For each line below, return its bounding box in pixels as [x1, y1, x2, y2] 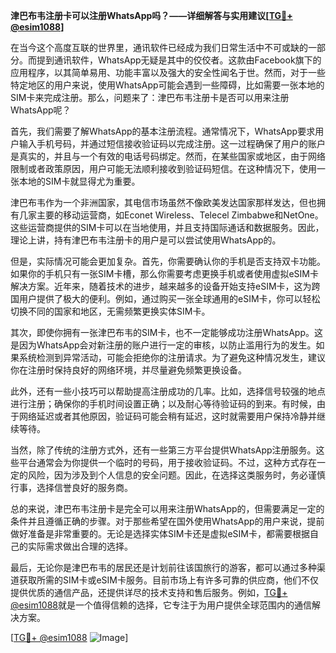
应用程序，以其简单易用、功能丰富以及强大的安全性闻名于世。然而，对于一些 [10, 67, 326, 78]
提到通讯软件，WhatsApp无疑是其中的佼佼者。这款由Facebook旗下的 [36, 54, 322, 66]
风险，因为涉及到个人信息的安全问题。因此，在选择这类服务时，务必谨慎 [27, 469, 326, 481]
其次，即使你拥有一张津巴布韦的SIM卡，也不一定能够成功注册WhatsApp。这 [10, 327, 323, 338]
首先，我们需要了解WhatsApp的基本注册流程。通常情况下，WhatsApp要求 [10, 125, 316, 137]
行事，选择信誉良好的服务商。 [10, 482, 133, 493]
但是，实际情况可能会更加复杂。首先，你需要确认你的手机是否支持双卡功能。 [10, 255, 326, 267]
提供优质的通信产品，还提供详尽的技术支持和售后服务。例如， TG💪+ [10, 587, 288, 598]
